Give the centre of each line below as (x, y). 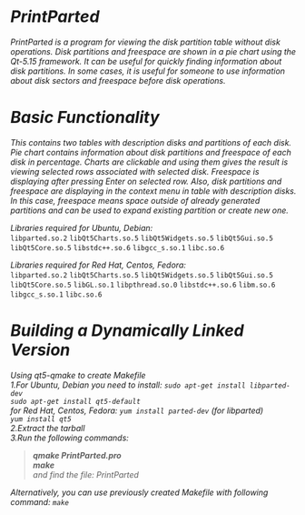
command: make (39, 501)
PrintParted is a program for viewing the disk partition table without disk (145, 42)
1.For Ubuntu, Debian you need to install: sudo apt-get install (128, 385)
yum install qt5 (41, 419)
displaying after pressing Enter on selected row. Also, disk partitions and (146, 181)
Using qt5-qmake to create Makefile (78, 375)
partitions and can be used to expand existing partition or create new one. (150, 210)
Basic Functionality (85, 118)
